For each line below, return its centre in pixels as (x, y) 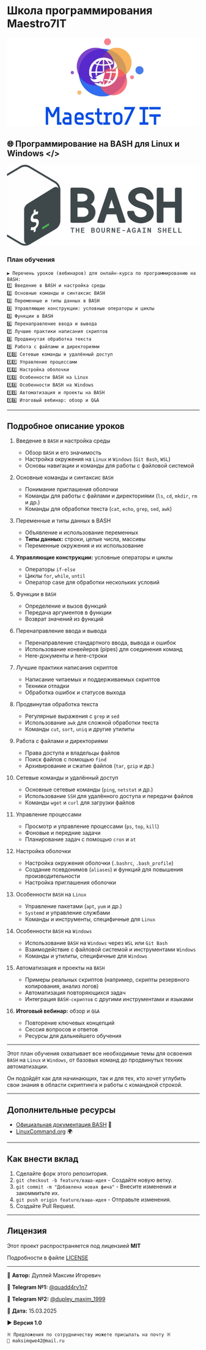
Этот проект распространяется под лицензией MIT (74, 1245)
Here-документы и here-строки (66, 656)
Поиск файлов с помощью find (66, 759)
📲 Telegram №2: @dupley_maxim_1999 (56, 1299)
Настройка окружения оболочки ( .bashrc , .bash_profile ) (99, 863)
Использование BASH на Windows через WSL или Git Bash (96, 943)
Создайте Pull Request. (46, 1206)
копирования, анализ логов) (62, 986)
